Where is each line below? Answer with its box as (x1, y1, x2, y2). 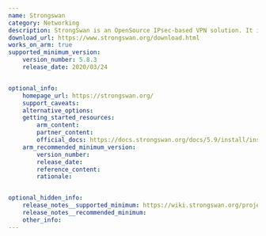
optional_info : (8, 84, 59, 92)
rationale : (36, 173, 73, 181)
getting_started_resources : (22, 114, 115, 122)
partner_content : (36, 128, 93, 137)
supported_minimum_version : (8, 48, 101, 56)
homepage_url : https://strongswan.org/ (22, 92, 154, 100)
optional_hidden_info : (8, 194, 83, 202)
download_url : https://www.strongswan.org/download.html (8, 33, 200, 42)
